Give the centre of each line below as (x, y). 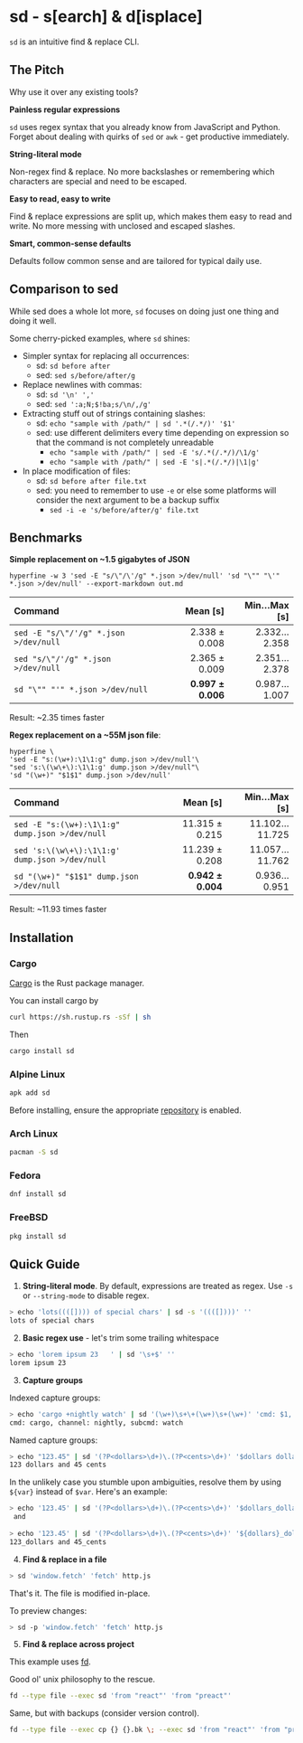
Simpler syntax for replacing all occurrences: (106, 355)
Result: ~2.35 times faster (57, 718)
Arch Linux (34, 1134)
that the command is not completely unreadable (125, 442)
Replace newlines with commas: (82, 384)
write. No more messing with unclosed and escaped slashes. (123, 226)
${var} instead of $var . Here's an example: (89, 1492)
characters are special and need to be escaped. (98, 181)
